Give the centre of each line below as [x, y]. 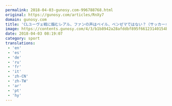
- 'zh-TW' [18, 81]
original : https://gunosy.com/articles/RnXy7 [55, 15]
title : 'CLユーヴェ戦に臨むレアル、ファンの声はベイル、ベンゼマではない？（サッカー [85, 24]
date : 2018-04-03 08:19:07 [34, 34]
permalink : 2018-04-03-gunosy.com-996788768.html [59, 10]
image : [12, 29]
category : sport [23, 39]
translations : [20, 43]
